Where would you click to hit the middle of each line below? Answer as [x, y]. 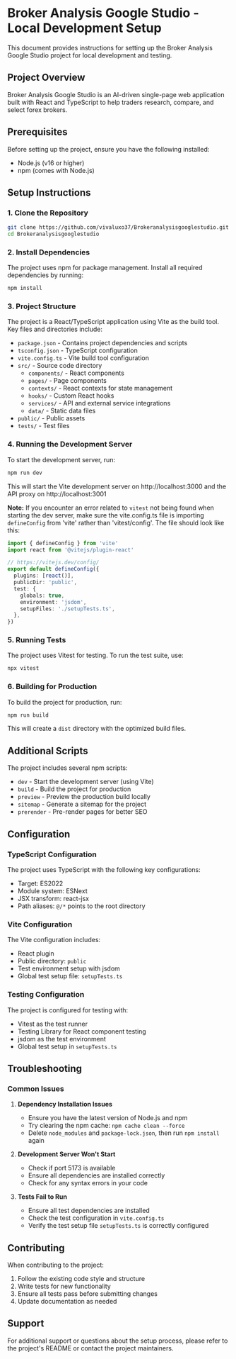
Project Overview [46, 78]
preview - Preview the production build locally [84, 797]
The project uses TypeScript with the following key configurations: [104, 869]
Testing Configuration [46, 995]
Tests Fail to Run [42, 1197]
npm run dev [25, 473]
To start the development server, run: [61, 459]
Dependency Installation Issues [65, 1104]
